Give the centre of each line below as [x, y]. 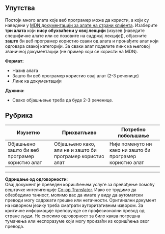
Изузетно [28, 133]
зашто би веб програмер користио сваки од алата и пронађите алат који [82, 41]
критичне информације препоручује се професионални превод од [75, 210]
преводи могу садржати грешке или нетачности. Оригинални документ [81, 200]
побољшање [133, 135]
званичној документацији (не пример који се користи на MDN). [72, 51]
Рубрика [19, 116]
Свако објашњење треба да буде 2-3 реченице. [63, 100]
